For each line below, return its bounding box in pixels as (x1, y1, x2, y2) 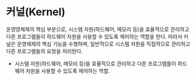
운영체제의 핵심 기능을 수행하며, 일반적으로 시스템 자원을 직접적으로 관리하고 (16, 40, 191, 47)
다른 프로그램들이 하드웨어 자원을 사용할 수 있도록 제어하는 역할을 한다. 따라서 (6, 33, 183, 40)
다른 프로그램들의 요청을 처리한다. (6, 47, 83, 54)
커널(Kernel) (6, 5, 66, 19)
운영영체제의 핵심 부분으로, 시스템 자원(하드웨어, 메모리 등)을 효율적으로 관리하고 (6, 26, 190, 33)
